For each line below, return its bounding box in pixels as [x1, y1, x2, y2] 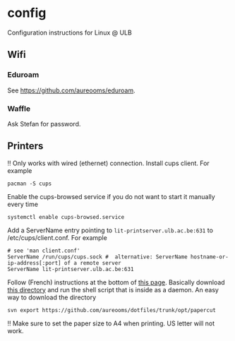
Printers [7, 140, 44, 152]
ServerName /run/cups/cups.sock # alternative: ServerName [7, 253, 188, 261]
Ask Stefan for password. [7, 119, 81, 128]
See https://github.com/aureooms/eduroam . [7, 86, 135, 95]
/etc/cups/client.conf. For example [7, 233, 107, 241]
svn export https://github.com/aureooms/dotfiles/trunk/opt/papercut [7, 306, 217, 313]
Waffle [7, 104, 31, 114]
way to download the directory [7, 293, 97, 301]
